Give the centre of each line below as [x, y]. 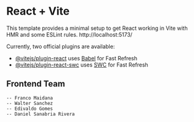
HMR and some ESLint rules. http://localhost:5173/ [70, 34]
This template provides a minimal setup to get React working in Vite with [97, 28]
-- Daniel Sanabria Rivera [41, 114]
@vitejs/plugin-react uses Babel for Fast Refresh [76, 58]
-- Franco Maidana [30, 98]
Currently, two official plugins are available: [61, 46]
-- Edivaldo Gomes [30, 109]
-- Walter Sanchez [30, 103]
